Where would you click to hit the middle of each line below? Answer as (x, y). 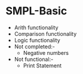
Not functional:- (34, 59)
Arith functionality (36, 27)
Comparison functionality (45, 33)
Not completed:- (34, 47)
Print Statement (42, 65)
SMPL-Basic (36, 11)
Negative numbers (46, 53)
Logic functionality (37, 40)
